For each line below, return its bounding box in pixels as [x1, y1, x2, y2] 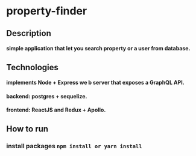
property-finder [6, 4, 87, 18]
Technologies [6, 62, 59, 73]
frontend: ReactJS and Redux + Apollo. [6, 106, 106, 113]
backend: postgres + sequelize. [6, 92, 87, 100]
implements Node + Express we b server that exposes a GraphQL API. [6, 79, 185, 86]
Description [6, 28, 51, 38]
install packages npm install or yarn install [6, 142, 142, 150]
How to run [6, 124, 49, 134]
